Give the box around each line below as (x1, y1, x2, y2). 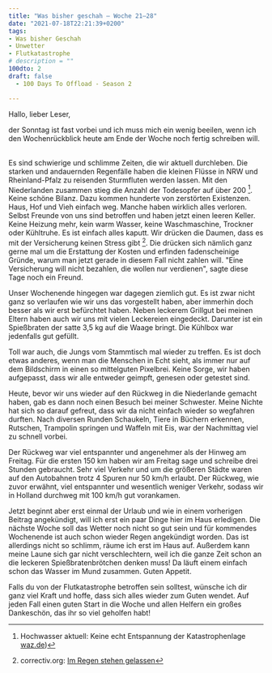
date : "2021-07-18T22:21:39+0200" (8, 19, 125, 28)
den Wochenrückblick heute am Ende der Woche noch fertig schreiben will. (8, 133, 261, 143)
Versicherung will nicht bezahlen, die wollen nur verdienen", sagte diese (8, 264, 249, 273)
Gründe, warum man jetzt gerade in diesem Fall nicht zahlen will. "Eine (8, 255, 244, 264)
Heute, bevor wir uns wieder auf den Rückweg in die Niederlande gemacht (8, 388, 257, 398)
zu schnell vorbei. (8, 431, 68, 441)
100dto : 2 (8, 65, 42, 73)
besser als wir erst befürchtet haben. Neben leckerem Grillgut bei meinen (8, 305, 253, 315)
